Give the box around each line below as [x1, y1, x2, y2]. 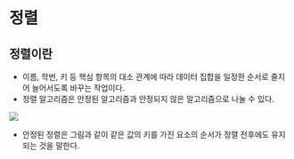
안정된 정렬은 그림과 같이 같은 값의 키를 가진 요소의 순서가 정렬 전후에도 [21, 130, 270, 139]
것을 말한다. [38, 140, 80, 151]
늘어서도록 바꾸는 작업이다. [31, 83, 126, 93]
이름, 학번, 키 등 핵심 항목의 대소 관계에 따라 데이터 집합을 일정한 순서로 [21, 72, 269, 82]
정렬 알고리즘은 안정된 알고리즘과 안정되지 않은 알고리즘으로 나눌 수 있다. [21, 94, 274, 104]
